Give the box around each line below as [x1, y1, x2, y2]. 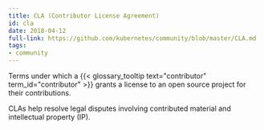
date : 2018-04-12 [8, 26, 67, 35]
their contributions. [8, 88, 71, 97]
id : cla [8, 19, 35, 27]
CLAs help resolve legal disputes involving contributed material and [8, 104, 231, 113]
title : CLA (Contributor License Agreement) [8, 11, 160, 20]
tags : [8, 42, 26, 50]
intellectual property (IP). [8, 112, 91, 121]
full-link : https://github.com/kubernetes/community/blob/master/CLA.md [8, 34, 257, 43]
